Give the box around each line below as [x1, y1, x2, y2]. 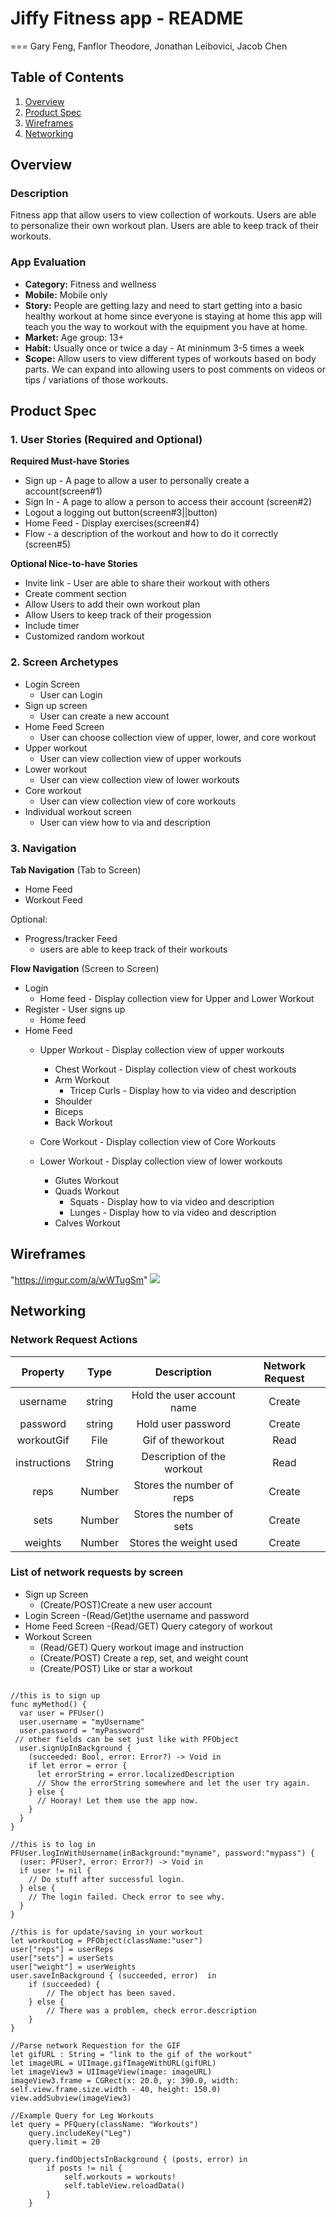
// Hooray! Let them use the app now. [36, 1795, 199, 1806]
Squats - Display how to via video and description [69, 1196, 275, 1208]
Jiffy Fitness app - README [10, 7, 244, 30]
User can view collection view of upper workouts [39, 752, 242, 764]
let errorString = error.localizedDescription [36, 1769, 235, 1779]
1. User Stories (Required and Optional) [10, 433, 203, 447]
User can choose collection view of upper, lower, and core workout [39, 731, 317, 743]
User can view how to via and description [39, 816, 211, 828]
